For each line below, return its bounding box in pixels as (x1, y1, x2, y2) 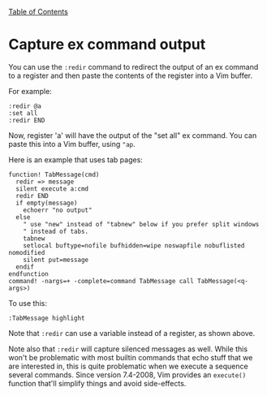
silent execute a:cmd (15, 184, 89, 193)
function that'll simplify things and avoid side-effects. (8, 378, 187, 388)
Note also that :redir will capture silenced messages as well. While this (8, 344, 248, 354)
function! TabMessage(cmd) (8, 170, 100, 179)
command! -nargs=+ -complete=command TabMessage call (8, 277, 195, 285)
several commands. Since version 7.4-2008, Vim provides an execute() (8, 369, 247, 380)
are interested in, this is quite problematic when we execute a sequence (8, 361, 249, 371)
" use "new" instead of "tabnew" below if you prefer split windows (23, 220, 260, 228)
